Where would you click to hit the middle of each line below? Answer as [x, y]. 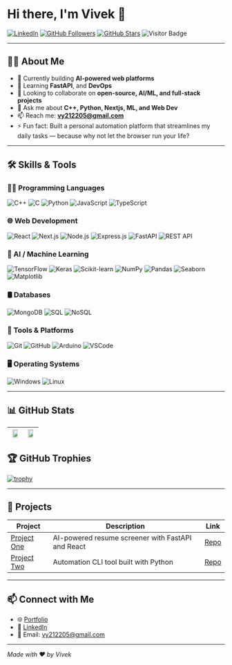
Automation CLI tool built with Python [113, 562]
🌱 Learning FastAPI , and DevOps [65, 85]
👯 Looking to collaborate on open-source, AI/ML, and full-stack [109, 93]
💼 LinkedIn [32, 627]
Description [125, 527]
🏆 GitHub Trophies [49, 458]
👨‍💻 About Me [36, 62]
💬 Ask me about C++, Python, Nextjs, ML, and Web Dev [97, 107]
